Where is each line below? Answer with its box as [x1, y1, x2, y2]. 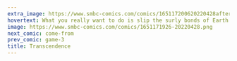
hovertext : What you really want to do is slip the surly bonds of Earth [7, 17, 229, 24]
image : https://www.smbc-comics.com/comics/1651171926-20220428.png [7, 23, 213, 30]
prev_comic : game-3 [7, 36, 65, 43]
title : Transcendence [7, 43, 71, 50]
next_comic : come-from [7, 29, 74, 37]
